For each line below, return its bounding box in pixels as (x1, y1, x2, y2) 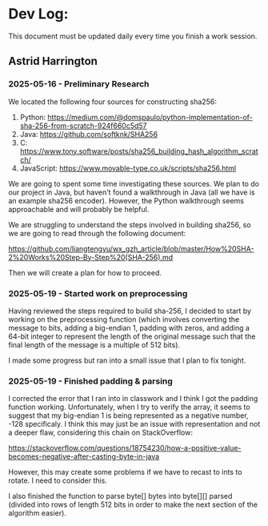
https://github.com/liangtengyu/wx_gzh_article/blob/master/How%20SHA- (8, 243, 254, 253)
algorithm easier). (8, 508, 66, 518)
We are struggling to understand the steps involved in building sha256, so (8, 219, 251, 229)
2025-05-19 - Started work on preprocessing (8, 287, 188, 299)
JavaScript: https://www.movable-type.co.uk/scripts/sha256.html (19, 163, 237, 173)
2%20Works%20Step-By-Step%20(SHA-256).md (8, 252, 174, 262)
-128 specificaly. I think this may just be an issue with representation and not (8, 420, 261, 429)
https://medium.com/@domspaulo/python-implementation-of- (47, 112, 254, 122)
